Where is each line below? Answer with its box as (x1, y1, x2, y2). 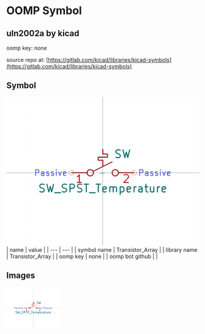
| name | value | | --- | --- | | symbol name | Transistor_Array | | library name (6, 246, 198, 254)
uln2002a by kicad (6, 28, 80, 39)
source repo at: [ (6, 56, 48, 63)
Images (6, 270, 35, 281)
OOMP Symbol (6, 4, 83, 18)
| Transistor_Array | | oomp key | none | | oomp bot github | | (6, 252, 158, 260)
